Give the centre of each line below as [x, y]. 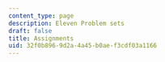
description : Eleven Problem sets [67, 23]
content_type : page [41, 16]
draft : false [30, 31]
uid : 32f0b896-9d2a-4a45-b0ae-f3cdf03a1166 [83, 46]
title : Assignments [41, 38]
